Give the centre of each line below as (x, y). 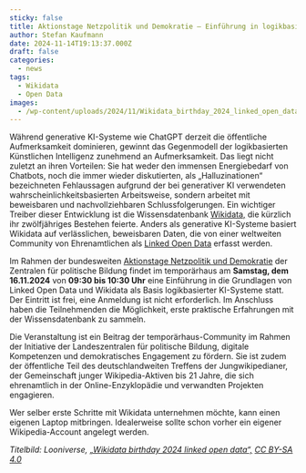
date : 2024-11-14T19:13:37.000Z (71, 43)
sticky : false (36, 18)
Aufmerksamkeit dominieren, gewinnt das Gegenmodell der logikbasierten (149, 147)
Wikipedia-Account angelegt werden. (79, 432)
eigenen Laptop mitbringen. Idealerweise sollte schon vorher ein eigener (146, 422)
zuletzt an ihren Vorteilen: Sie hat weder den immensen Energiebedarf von (149, 166)
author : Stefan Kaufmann (56, 35)
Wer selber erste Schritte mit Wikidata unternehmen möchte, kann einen (145, 413)
